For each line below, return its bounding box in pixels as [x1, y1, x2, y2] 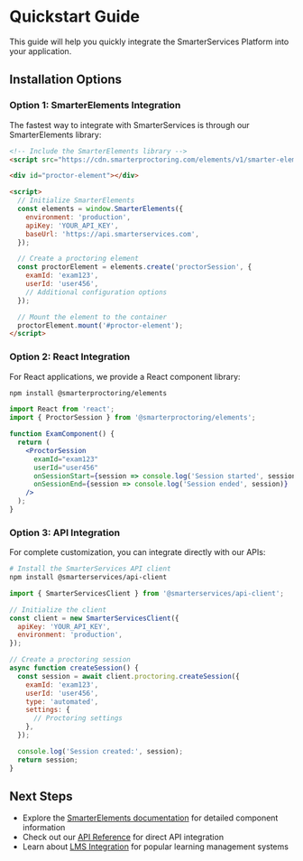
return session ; [17, 755, 78, 764]
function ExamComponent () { [9, 430, 115, 439]
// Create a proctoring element [17, 255, 140, 264]
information [22, 822, 66, 833]
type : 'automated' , [25, 697, 99, 706]
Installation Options [9, 72, 123, 88]
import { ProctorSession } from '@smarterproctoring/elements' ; [9, 413, 256, 422]
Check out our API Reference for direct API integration [22, 832, 224, 843]
